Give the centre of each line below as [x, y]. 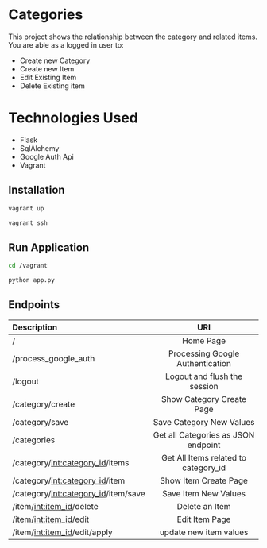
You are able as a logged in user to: [66, 44]
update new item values [204, 532]
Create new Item [47, 68]
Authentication [204, 363]
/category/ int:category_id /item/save [79, 493]
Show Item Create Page [204, 480]
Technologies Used [74, 118]
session [204, 386]
